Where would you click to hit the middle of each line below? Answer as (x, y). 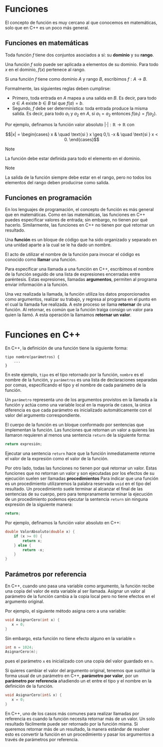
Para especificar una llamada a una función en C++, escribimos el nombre (80, 269)
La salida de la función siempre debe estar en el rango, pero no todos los (78, 177)
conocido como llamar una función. (41, 259)
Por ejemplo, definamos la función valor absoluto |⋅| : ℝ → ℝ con (70, 124)
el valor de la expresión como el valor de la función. (57, 459)
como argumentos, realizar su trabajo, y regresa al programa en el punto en (81, 299)
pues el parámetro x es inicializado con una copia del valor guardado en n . (80, 661)
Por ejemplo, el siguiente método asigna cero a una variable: (66, 611)
